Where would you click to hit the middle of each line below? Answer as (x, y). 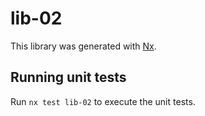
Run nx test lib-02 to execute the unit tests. (103, 101)
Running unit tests (68, 77)
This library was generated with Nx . (83, 46)
